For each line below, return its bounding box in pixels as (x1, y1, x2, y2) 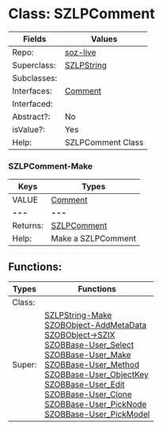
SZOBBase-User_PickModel (44, 409, 150, 420)
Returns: (12, 220, 44, 231)
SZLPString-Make (44, 310, 112, 321)
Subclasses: (12, 72, 58, 83)
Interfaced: (12, 98, 53, 109)
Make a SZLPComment (51, 233, 137, 244)
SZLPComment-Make (8, 160, 93, 171)
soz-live (64, 47, 97, 58)
